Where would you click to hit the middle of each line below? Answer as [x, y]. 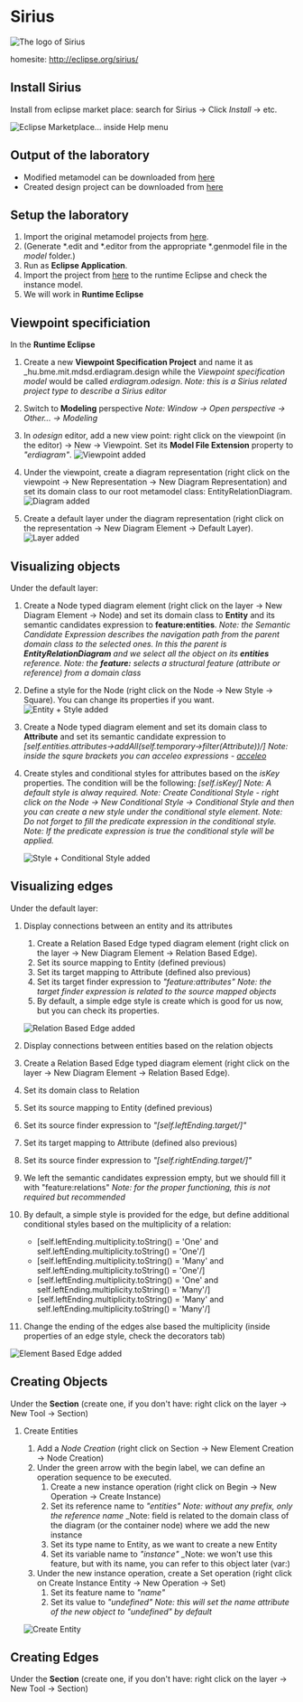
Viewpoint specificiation [81, 323]
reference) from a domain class [82, 672]
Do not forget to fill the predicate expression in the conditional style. [150, 821]
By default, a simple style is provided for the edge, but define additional [156, 1214]
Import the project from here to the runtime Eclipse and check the [145, 275]
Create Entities [50, 1431]
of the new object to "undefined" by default [131, 1612]
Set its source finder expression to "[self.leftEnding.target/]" [135, 1125]
